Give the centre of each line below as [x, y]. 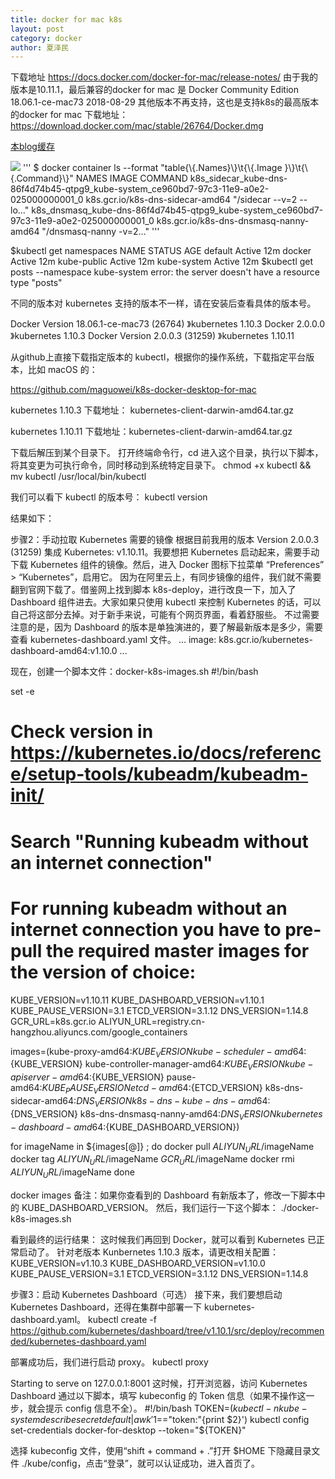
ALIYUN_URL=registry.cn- [152, 1021]
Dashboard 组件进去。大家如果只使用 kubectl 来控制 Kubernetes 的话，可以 [166, 602]
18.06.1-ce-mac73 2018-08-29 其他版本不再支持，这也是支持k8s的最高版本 [165, 102]
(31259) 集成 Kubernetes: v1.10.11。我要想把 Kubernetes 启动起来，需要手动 [165, 552]
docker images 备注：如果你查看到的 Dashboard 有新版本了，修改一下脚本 [163, 1195]
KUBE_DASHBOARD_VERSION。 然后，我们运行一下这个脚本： [150, 1207]
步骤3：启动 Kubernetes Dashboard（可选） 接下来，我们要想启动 [146, 1294]
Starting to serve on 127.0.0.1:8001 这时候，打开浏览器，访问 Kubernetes [159, 1383]
